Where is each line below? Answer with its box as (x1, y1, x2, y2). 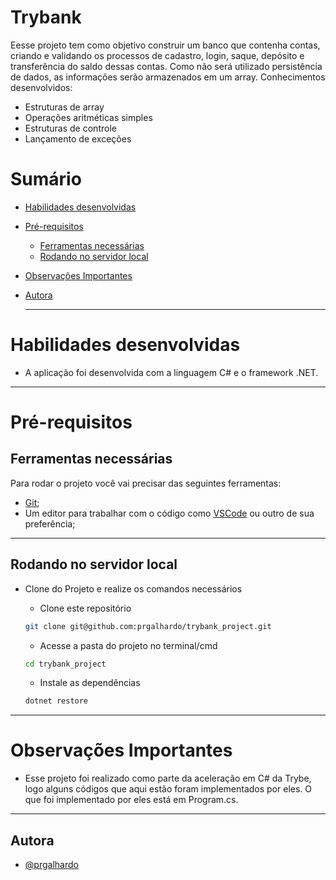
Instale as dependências (39, 677, 141, 689)
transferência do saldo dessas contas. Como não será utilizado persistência (10, 60, 323, 72)
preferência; (24, 517, 76, 530)
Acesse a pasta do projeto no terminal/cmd (39, 639, 218, 651)
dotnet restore (24, 696, 89, 706)
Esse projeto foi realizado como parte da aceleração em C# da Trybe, (24, 772, 312, 785)
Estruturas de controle (24, 122, 117, 134)
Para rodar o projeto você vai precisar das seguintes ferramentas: (10, 477, 282, 489)
